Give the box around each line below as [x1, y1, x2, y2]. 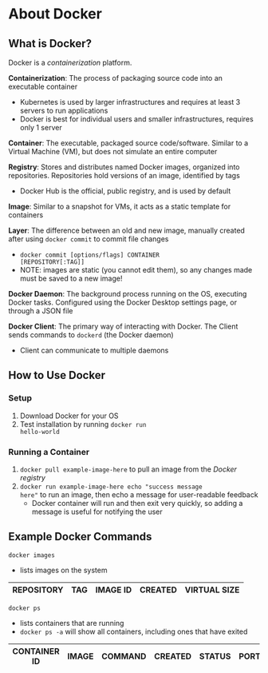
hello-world [19, 428, 60, 436]
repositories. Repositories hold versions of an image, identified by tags [8, 171, 241, 180]
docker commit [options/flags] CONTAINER [19, 251, 160, 259]
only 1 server [19, 123, 62, 132]
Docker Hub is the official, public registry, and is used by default [19, 186, 231, 196]
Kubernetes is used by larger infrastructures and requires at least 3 [19, 98, 241, 106]
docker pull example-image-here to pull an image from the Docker [19, 464, 238, 474]
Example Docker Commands [8, 530, 152, 544]
